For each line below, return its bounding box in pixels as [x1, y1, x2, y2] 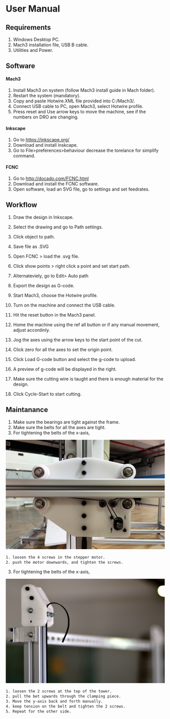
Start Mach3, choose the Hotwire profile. [13, 292, 98, 298]
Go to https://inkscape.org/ [13, 137, 70, 143]
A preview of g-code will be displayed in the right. [13, 366, 117, 372]
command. [13, 152, 36, 159]
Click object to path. [13, 233, 55, 239]
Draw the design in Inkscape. [13, 214, 74, 220]
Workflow [6, 201, 37, 209]
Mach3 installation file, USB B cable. [13, 42, 89, 48]
